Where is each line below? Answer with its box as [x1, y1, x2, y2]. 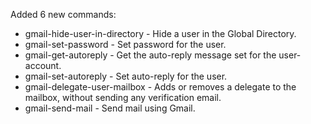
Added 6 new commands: [10, 9, 117, 20]
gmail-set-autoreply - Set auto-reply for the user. [24, 70, 228, 82]
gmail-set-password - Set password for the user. [24, 39, 227, 50]
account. [24, 60, 62, 71]
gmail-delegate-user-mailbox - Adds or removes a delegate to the [24, 81, 297, 93]
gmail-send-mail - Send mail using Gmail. [24, 102, 196, 114]
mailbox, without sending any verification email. [24, 92, 222, 103]
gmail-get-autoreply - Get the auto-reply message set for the [24, 49, 277, 61]
